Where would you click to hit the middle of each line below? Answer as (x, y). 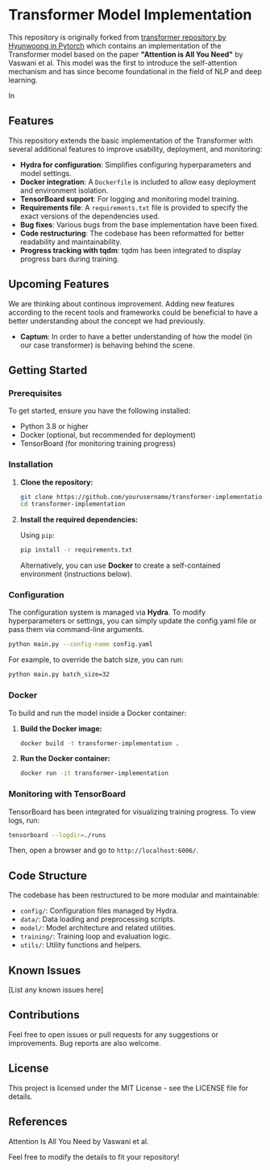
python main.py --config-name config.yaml (81, 644)
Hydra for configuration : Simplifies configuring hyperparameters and (135, 164)
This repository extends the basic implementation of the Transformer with (131, 140)
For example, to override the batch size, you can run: (96, 660)
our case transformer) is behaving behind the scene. (107, 345)
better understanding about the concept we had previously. (107, 321)
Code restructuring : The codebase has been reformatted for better (132, 233)
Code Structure (48, 875)
